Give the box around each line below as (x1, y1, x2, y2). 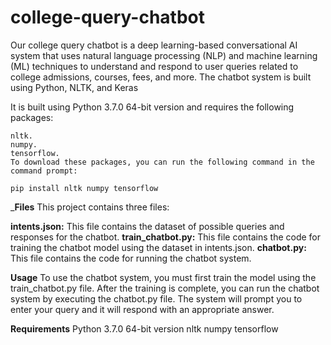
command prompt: (10, 166, 78, 176)
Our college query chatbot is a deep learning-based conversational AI (10, 39, 298, 51)
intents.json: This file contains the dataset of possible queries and (10, 220, 285, 232)
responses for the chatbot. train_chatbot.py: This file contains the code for (10, 231, 322, 243)
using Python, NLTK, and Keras (10, 81, 139, 93)
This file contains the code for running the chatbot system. (10, 252, 252, 264)
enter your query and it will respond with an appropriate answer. (10, 303, 275, 315)
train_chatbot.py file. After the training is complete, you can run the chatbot (10, 282, 320, 294)
